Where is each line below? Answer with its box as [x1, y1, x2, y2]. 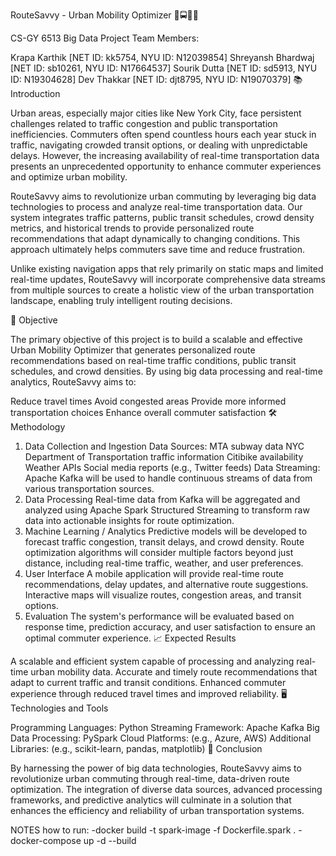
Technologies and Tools [10, 702, 109, 714]
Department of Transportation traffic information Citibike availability [24, 451, 304, 463]
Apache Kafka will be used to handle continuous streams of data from [24, 472, 313, 484]
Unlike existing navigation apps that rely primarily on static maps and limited [10, 263, 324, 274]
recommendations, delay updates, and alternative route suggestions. [24, 579, 309, 590]
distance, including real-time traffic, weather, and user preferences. [24, 557, 304, 569]
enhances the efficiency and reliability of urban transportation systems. [10, 805, 305, 816]
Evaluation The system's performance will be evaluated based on [24, 610, 295, 622]
